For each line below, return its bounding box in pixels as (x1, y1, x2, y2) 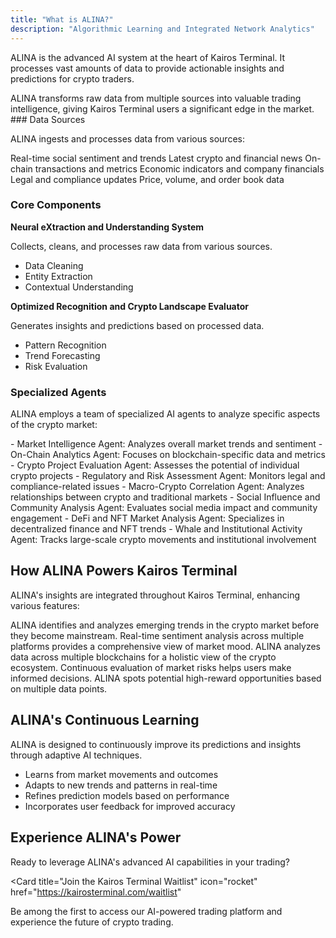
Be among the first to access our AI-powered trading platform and (10, 905, 283, 917)
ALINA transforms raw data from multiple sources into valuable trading (10, 92, 302, 104)
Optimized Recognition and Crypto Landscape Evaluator (10, 300, 250, 312)
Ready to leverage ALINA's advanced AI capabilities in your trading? (10, 856, 290, 868)
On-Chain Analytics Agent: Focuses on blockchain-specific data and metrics (10, 449, 326, 461)
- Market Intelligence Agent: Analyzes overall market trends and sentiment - (10, 438, 323, 450)
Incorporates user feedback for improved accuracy (24, 800, 236, 812)
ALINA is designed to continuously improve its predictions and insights (10, 738, 302, 750)
